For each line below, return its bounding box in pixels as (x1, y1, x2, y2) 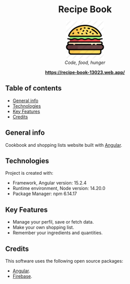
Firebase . (12, 273, 32, 279)
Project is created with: (5, 170, 54, 176)
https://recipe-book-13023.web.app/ (45, 69, 125, 75)
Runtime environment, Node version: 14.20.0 (12, 185, 106, 192)
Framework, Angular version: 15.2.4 (12, 180, 87, 186)
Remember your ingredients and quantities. (12, 230, 103, 236)
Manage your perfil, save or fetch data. (12, 219, 94, 225)
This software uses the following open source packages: (5, 258, 123, 264)
